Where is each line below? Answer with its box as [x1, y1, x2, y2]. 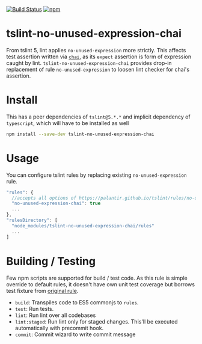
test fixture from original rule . [6, 287, 79, 294]
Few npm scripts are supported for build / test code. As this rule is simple [6, 274, 188, 281]
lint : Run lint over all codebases [14, 312, 96, 319]
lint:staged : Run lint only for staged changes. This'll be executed [14, 318, 179, 325]
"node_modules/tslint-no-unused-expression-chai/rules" [11, 223, 155, 229]
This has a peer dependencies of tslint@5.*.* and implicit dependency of [6, 113, 191, 120]
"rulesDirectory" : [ [6, 217, 58, 224]
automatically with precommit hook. [14, 324, 104, 331]
